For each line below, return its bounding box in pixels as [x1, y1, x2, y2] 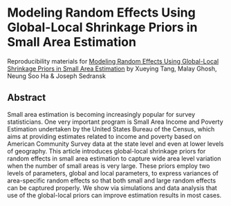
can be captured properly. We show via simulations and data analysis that [7, 183, 218, 191]
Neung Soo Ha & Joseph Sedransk [7, 71, 106, 80]
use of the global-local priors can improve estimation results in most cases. [7, 191, 222, 199]
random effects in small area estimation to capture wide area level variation [7, 154, 221, 162]
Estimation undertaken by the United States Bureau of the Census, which [7, 124, 215, 133]
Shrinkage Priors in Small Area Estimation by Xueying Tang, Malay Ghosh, [7, 64, 217, 73]
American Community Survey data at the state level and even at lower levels [7, 140, 224, 148]
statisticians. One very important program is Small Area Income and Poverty [7, 118, 223, 126]
